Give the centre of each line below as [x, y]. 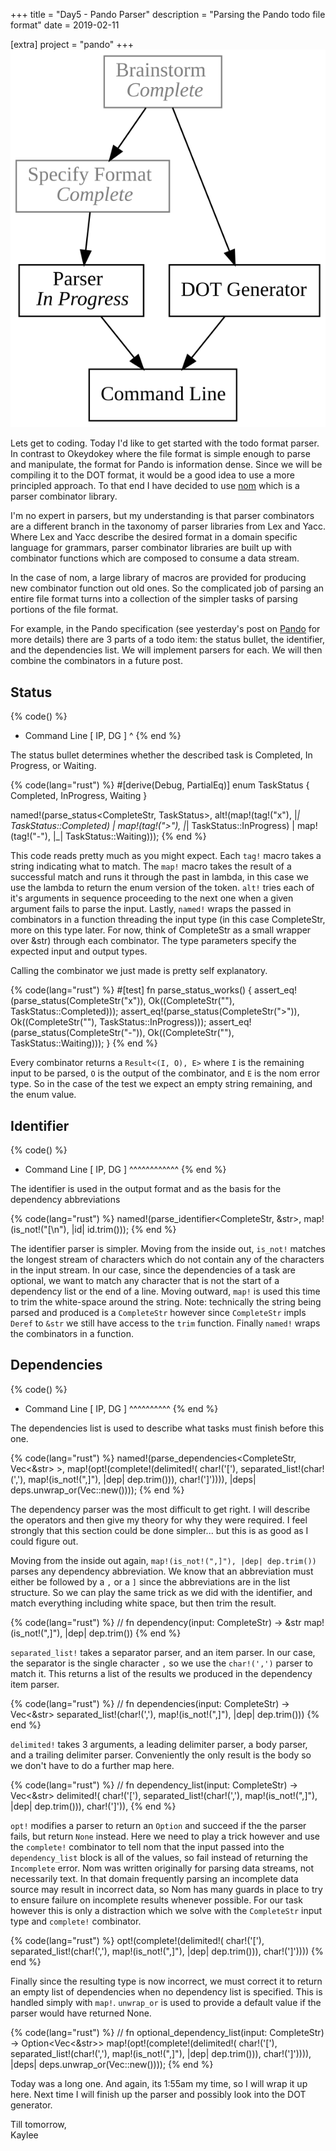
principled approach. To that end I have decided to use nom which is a [155, 486]
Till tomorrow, [38, 2124]
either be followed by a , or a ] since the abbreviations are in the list [150, 1581]
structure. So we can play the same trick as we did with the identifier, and [161, 1592]
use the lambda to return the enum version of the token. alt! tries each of [162, 888]
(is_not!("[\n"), [40, 1230]
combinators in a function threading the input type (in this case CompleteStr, [168, 920]
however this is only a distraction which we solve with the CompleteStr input [166, 1910]
